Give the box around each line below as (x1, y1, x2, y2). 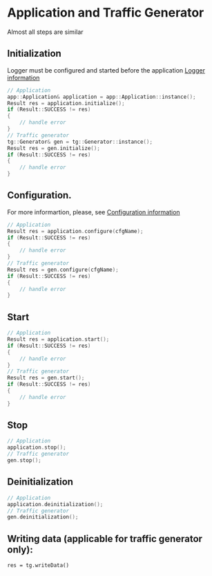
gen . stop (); (7, 457, 41, 464)
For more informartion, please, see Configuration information (7, 207, 181, 216)
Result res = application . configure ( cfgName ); (7, 227, 144, 234)
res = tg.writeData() (7, 562, 70, 569)
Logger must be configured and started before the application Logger (7, 66, 206, 74)
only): (7, 544, 33, 555)
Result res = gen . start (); (7, 375, 85, 382)
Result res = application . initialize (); (7, 100, 126, 106)
